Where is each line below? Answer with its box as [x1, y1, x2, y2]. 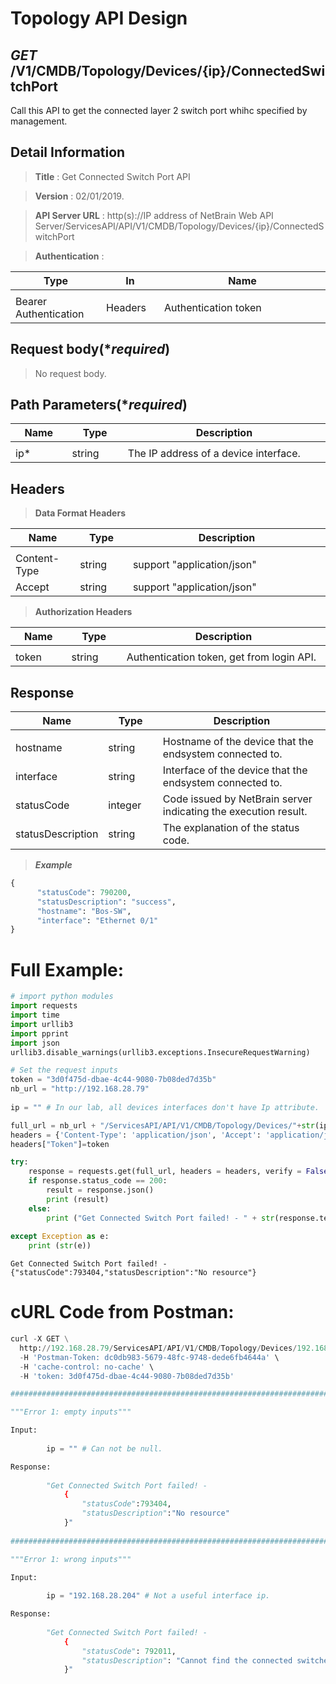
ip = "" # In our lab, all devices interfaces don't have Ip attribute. [10, 1102, 320, 1112]
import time [10, 1010, 60, 1020]
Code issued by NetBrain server [162, 792, 313, 806]
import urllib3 [10, 1019, 74, 1029]
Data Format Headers [34, 507, 126, 519]
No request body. [34, 367, 107, 379]
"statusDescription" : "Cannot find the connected [81, 1655, 293, 1666]
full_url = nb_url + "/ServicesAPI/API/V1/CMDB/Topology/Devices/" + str [10, 1120, 315, 1131]
